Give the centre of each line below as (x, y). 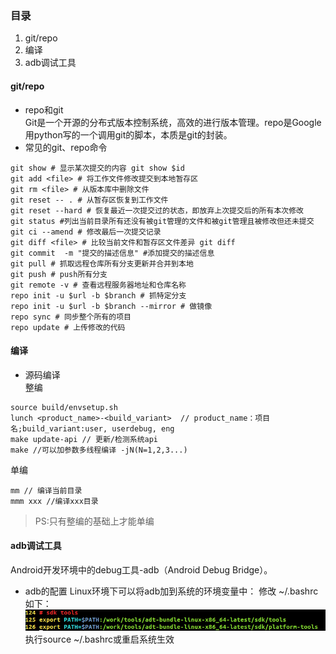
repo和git (44, 109)
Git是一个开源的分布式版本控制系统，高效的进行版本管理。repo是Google (173, 122)
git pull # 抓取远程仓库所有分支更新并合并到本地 (102, 263)
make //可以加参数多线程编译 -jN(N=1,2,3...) (99, 450)
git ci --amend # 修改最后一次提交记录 (86, 232)
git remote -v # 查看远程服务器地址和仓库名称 (98, 285)
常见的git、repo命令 (66, 147)
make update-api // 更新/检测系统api (84, 439)
